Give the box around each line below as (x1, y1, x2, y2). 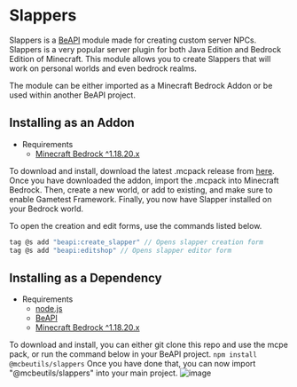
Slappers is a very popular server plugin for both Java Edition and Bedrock (9, 43, 282, 54)
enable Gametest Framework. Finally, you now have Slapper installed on (9, 193, 272, 204)
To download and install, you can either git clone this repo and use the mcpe (9, 339, 288, 351)
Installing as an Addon (9, 115, 135, 130)
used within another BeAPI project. (9, 90, 136, 100)
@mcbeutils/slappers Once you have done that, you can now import (9, 359, 256, 369)
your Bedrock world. (9, 203, 84, 214)
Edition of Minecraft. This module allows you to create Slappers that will (9, 53, 271, 64)
